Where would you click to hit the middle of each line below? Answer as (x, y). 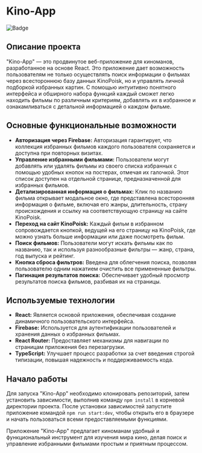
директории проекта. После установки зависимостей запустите (89, 406)
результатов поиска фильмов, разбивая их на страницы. (88, 281)
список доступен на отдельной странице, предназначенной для (98, 178)
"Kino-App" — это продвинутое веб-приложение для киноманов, (90, 61)
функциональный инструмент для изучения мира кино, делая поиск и (96, 437)
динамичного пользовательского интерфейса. (75, 321)
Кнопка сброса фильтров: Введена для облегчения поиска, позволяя (106, 262)
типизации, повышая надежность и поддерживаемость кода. (94, 360)
